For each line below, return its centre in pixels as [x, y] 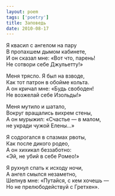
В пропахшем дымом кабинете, [47, 52]
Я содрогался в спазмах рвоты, [46, 137]
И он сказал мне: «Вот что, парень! [51, 58]
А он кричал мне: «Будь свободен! [50, 89]
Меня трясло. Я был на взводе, [45, 76]
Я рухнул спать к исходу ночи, [44, 168]
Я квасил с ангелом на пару [41, 45]
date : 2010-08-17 [28, 28]
